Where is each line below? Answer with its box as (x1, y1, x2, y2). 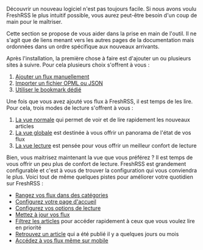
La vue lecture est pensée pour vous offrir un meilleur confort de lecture (15, 142, 197, 149)
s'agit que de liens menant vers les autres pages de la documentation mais (6, 37, 194, 43)
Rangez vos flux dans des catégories (15, 191, 109, 199)
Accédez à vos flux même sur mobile (15, 237, 109, 244)
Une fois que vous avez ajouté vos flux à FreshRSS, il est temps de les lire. (6, 98, 193, 105)
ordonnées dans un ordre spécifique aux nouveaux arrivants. (6, 43, 160, 50)
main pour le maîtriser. (6, 18, 63, 25)
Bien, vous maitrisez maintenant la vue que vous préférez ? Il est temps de (6, 154, 193, 161)
